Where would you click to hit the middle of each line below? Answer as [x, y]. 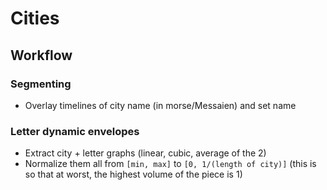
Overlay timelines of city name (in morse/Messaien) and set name [160, 105]
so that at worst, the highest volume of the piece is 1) [133, 174]
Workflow [41, 55]
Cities [35, 18]
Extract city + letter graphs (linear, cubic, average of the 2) [145, 153]
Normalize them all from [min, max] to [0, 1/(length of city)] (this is [170, 164]
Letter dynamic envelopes [75, 131]
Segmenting [41, 84]
